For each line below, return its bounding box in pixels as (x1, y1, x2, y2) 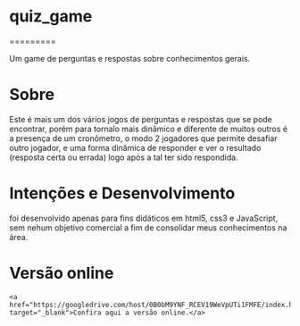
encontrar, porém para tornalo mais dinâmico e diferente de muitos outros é (9, 123, 288, 134)
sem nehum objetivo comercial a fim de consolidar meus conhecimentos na (9, 222, 287, 233)
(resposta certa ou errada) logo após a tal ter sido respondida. (9, 152, 238, 163)
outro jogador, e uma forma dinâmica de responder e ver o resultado (9, 142, 262, 153)
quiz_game (9, 6, 93, 27)
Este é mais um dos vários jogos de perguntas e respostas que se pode (9, 113, 272, 124)
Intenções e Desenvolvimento (9, 183, 236, 204)
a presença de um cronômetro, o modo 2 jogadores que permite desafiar (9, 132, 279, 144)
